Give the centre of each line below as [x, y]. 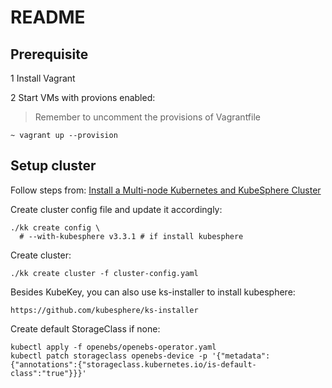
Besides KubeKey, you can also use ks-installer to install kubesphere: [153, 292]
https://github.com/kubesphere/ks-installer [104, 310]
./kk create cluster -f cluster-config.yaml [104, 273]
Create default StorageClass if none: [85, 328]
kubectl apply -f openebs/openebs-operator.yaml [113, 347]
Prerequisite [49, 54]
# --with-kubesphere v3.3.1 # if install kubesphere [131, 236]
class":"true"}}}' [48, 373]
